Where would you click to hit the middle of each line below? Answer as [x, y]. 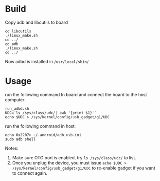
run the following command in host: [41, 126]
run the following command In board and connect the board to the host [76, 94]
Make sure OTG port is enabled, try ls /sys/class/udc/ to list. [74, 157]
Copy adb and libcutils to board [36, 22]
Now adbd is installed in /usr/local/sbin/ [47, 61]
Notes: [12, 148]
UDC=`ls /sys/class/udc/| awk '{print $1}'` [51, 113]
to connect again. [30, 173]
